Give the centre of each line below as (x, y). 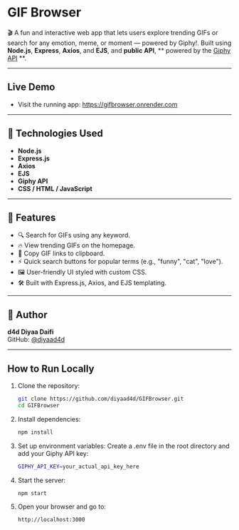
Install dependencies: (49, 419)
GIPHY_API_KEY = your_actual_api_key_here (78, 467)
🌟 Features (32, 217)
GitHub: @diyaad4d (36, 340)
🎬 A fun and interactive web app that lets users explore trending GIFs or (113, 32)
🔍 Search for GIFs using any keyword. (74, 235)
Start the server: (42, 480)
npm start (32, 493)
